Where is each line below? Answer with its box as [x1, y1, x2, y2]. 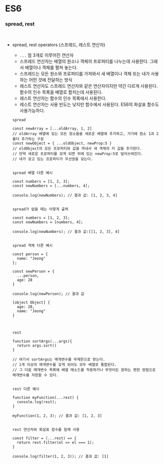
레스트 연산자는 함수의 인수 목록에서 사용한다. [19, 96, 107, 101]
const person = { [12, 252, 48, 257]
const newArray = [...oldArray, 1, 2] [12, 126, 92, 131]
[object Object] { [12, 300, 50, 305]
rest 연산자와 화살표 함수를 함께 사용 [12, 427, 80, 432]
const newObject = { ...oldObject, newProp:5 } [12, 141, 112, 146]
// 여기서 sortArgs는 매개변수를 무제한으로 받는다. [12, 357, 105, 362]
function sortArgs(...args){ [12, 339, 72, 344]
